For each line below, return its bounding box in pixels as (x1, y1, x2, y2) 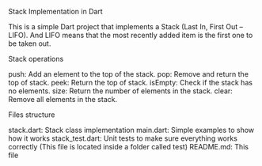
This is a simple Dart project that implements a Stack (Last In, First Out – (8, 22, 244, 31)
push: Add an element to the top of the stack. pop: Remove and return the (8, 70, 249, 78)
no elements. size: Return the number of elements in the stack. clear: (8, 86, 234, 96)
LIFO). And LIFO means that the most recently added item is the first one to (8, 31, 253, 40)
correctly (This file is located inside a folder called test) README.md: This (8, 142, 249, 151)
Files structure (8, 110, 55, 119)
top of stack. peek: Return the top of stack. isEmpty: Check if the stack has (8, 78, 253, 87)
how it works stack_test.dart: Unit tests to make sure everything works (8, 134, 237, 143)
